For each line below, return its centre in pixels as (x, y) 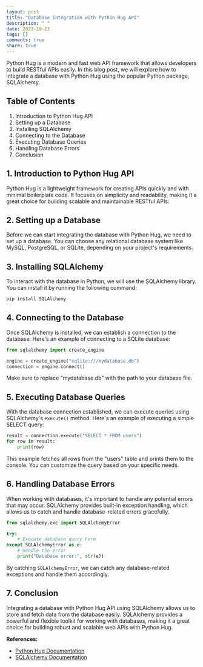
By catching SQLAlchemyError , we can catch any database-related (88, 568)
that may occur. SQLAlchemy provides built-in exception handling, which (97, 505)
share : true (21, 46)
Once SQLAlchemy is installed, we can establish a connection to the (91, 332)
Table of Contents (41, 102)
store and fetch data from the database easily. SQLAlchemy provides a (95, 614)
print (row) (31, 447)
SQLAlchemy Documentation (51, 657)
